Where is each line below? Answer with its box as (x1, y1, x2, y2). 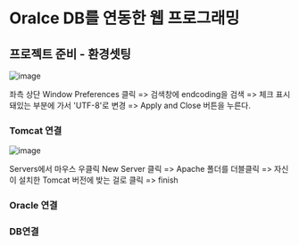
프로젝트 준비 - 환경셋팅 (9, 46, 131, 61)
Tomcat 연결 (9, 124, 62, 136)
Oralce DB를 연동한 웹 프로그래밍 (9, 8, 240, 29)
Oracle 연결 (9, 200, 58, 212)
